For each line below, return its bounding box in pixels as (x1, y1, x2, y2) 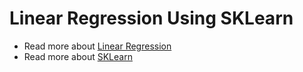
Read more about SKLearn (23, 50, 133, 62)
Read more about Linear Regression (23, 40, 172, 52)
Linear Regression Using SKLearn (9, 7, 294, 30)
